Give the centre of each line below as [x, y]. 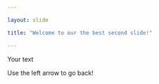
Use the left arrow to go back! [50, 73]
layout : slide [28, 20]
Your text [20, 59]
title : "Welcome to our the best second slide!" [80, 32]
